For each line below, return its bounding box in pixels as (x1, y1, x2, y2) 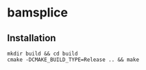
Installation (7, 32, 56, 44)
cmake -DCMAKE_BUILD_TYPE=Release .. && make (7, 56, 139, 63)
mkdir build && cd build (7, 50, 78, 57)
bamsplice (7, 5, 69, 21)
